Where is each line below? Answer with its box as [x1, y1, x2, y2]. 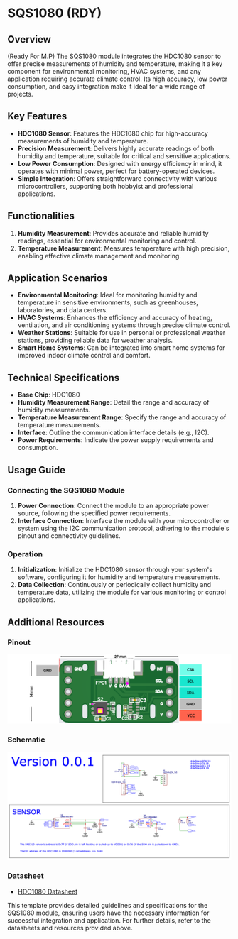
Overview [7, 33, 52, 45]
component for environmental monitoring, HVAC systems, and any [7, 67, 201, 75]
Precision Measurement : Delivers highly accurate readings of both [17, 144, 215, 153]
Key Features [7, 110, 67, 122]
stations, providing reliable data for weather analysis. [17, 336, 173, 345]
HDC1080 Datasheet [17, 887, 78, 896]
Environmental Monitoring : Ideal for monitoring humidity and [17, 291, 198, 300]
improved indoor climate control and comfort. [17, 351, 151, 360]
